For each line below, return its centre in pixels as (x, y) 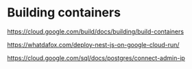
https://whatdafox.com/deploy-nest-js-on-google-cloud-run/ (93, 44)
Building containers (64, 13)
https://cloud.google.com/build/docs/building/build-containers (95, 31)
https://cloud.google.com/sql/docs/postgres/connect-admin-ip (96, 58)
